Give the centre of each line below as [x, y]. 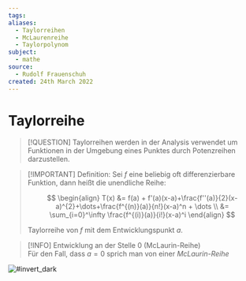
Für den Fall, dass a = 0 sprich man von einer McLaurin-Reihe [128, 254]
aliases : [22, 23]
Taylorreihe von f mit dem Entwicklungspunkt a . [105, 230]
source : [21, 67]
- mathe [28, 60]
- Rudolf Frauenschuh [51, 74]
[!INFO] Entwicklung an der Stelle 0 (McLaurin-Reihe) [114, 245]
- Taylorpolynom [42, 45]
